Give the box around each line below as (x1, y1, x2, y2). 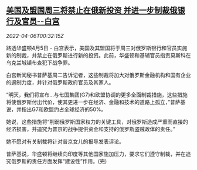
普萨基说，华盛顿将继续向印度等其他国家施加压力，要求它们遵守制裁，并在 (6, 150, 186, 157)
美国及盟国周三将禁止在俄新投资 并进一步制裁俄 (6, 5, 178, 16)
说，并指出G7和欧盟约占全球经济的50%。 (6, 106, 107, 113)
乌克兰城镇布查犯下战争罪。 (6, 59, 73, 66)
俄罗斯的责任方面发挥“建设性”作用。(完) (11, 157, 107, 165)
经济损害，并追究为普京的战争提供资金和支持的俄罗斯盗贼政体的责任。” (6, 125, 176, 133)
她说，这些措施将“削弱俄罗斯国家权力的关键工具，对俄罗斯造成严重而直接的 (6, 118, 189, 125)
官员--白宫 (21, 16, 60, 26)
